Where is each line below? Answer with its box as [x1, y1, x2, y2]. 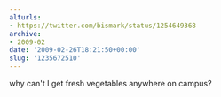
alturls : [9, 12, 42, 22]
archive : [9, 29, 42, 38]
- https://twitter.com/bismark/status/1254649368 [9, 21, 197, 30]
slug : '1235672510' [9, 54, 82, 63]
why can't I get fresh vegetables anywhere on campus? [9, 78, 212, 88]
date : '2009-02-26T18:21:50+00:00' [9, 46, 141, 55]
